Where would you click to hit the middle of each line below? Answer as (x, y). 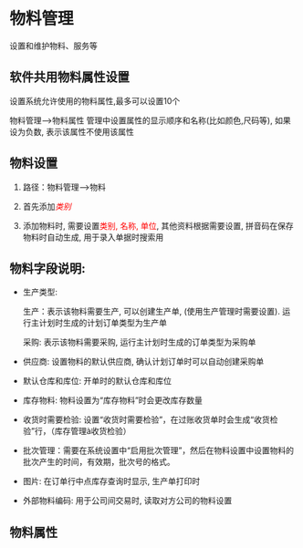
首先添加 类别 (47, 206)
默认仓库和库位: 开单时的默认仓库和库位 (97, 381)
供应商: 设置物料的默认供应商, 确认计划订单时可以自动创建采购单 (143, 362)
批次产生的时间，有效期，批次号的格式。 (99, 462)
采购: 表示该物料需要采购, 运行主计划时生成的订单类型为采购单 (139, 342)
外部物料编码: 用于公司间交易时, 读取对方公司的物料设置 (127, 501)
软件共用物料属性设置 (69, 77)
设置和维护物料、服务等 (53, 46)
